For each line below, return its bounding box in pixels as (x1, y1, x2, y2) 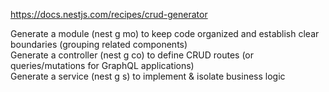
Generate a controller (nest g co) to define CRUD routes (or (10, 49, 254, 61)
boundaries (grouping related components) (10, 39, 188, 50)
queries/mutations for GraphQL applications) (10, 60, 195, 71)
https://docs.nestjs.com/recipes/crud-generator (10, 9, 208, 20)
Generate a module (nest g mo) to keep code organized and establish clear (10, 28, 320, 39)
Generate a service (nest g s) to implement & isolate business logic (10, 70, 286, 82)
